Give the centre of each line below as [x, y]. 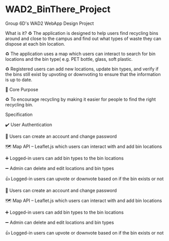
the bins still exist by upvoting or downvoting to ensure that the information [83, 74]
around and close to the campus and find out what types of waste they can [83, 38]
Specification [19, 114]
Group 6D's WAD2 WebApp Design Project [50, 23]
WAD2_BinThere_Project [58, 9]
